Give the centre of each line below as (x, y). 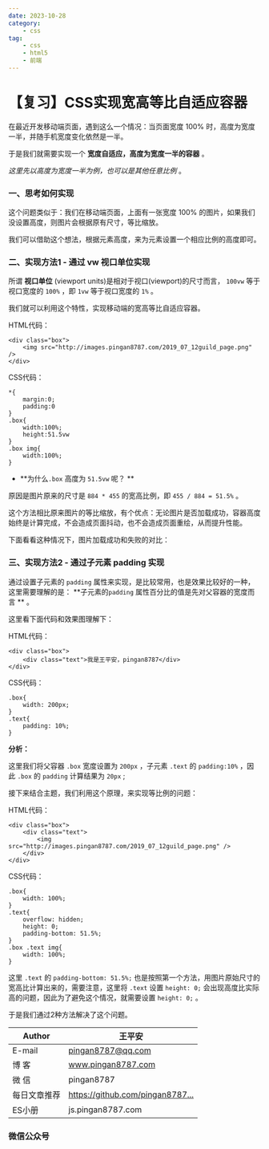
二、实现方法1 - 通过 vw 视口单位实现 (79, 262)
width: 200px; (46, 704)
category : (25, 23)
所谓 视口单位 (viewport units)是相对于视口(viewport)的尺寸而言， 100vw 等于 (134, 281)
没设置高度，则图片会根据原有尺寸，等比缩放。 (85, 222)
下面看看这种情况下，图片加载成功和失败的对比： (89, 540)
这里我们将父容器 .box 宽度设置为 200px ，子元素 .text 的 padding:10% (123, 765)
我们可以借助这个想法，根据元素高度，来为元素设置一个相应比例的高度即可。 (134, 240)
